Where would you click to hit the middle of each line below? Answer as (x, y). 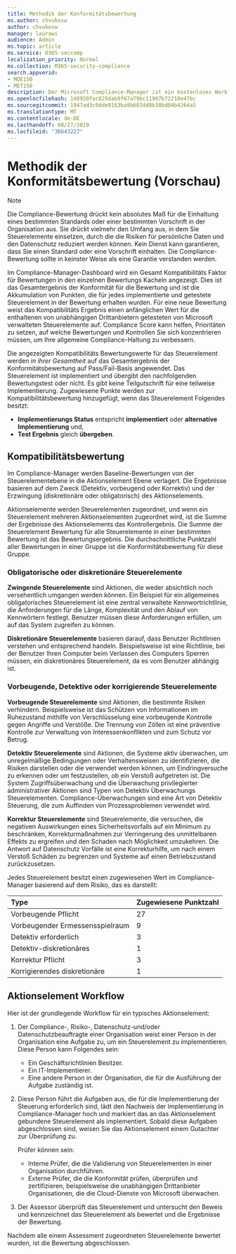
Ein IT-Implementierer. (60, 1070)
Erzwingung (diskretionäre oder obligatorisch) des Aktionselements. (106, 496)
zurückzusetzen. (32, 864)
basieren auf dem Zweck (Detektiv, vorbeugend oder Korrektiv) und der (111, 489)
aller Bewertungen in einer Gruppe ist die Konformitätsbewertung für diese (115, 547)
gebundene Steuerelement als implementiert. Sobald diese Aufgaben (117, 1121)
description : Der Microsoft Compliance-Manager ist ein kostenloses (110, 92)
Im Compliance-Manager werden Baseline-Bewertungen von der (101, 473)
